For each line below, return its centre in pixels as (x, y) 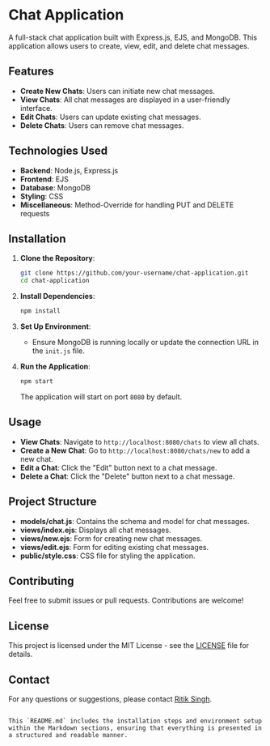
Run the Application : (55, 367)
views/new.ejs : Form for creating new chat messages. (111, 538)
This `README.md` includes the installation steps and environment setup (135, 721)
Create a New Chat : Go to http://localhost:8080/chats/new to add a (135, 450)
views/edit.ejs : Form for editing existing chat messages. (114, 547)
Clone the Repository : (57, 258)
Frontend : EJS (44, 179)
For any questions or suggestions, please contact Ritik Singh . (110, 699)
